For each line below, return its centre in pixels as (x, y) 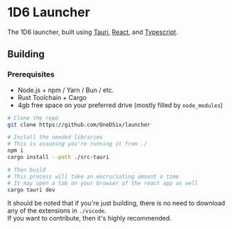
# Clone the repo (33, 118)
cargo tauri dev (31, 190)
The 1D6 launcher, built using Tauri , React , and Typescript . (93, 32)
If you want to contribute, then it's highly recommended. (89, 218)
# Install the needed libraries (55, 138)
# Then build (27, 170)
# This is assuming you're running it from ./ (77, 144)
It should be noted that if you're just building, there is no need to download (116, 203)
